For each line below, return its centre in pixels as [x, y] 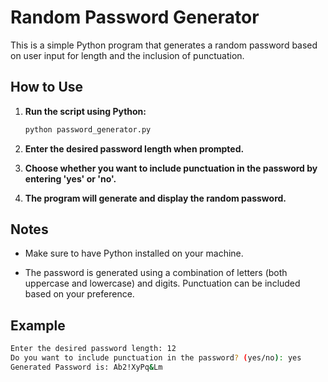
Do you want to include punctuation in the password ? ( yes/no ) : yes [156, 358]
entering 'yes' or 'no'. [70, 178]
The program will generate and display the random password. [155, 198]
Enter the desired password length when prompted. [134, 148]
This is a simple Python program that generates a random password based [164, 45]
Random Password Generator [135, 17]
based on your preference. [79, 294]
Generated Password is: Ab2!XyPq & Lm [86, 367]
